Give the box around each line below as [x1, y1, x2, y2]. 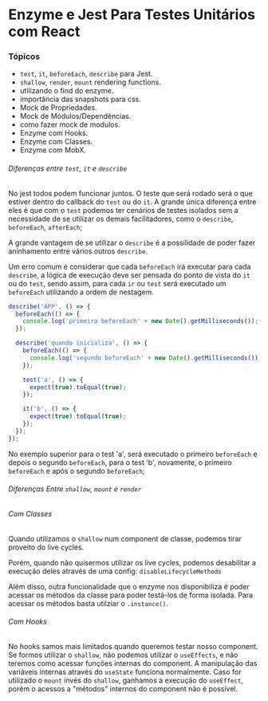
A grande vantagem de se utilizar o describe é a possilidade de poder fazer [8, 238, 256, 247]
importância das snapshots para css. [19, 94, 142, 104]
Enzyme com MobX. [19, 145, 86, 155]
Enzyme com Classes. [19, 137, 93, 147]
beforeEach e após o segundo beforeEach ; [8, 466, 145, 475]
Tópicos [8, 51, 41, 62]
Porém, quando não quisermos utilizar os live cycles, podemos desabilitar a [8, 557, 257, 567]
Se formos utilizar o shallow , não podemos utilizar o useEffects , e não [8, 650, 238, 660]
